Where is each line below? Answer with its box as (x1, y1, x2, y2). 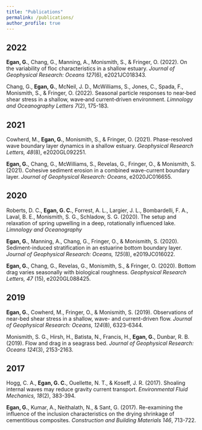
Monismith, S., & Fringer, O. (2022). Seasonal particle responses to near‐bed (6, 89, 196, 97)
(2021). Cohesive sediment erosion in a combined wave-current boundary (6, 167, 190, 174)
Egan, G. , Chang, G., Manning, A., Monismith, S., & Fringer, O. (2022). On (6, 59, 188, 66)
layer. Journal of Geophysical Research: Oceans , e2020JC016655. (6, 173, 172, 180)
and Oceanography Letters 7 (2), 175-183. (6, 102, 109, 109)
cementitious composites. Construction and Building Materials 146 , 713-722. (6, 417, 197, 424)
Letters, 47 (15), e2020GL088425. (6, 275, 91, 282)
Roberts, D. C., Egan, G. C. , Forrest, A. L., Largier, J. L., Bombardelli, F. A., (6, 207, 189, 214)
